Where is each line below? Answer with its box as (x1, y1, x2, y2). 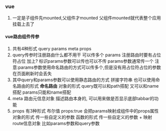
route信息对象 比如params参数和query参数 (12, 120, 100, 126)
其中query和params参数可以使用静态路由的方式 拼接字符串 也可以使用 (12, 77, 156, 83)
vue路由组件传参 (5, 33, 40, 39)
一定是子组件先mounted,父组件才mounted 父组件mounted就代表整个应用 (12, 15, 161, 21)
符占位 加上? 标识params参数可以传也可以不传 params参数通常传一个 (12, 58, 154, 64)
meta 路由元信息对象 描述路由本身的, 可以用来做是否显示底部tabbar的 (12, 95, 155, 101)
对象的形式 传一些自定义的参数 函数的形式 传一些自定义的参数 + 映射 (12, 114, 153, 120)
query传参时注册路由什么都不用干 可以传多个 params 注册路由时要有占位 (12, 52, 162, 58)
